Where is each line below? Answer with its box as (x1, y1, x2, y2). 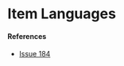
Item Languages (7, 5, 117, 23)
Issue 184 (18, 49, 51, 59)
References (7, 31, 47, 41)
